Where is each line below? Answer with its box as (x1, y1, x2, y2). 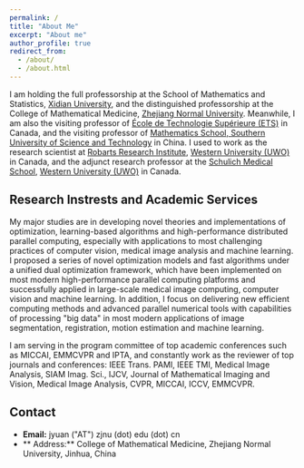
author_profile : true (9, 38, 92, 48)
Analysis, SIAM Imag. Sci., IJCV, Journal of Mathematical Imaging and (9, 368, 270, 379)
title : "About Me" (9, 22, 79, 31)
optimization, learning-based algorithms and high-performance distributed (9, 226, 289, 237)
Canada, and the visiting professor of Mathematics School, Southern (9, 127, 266, 138)
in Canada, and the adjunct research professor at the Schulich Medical (9, 156, 274, 167)
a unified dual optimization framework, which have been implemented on (9, 264, 282, 275)
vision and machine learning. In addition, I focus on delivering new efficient (9, 293, 290, 304)
